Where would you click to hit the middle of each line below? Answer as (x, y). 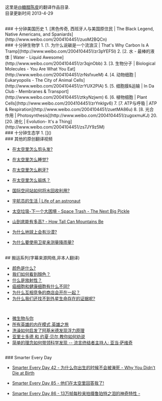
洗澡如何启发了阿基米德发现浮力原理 (48, 330)
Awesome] (53, 57)
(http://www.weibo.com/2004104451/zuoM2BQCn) (56, 39)
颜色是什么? (24, 268)
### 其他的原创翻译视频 (29, 139)
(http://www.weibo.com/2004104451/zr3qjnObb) (54, 63)
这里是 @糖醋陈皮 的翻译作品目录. (38, 7)
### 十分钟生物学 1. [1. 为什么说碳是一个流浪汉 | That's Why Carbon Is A (77, 45)
